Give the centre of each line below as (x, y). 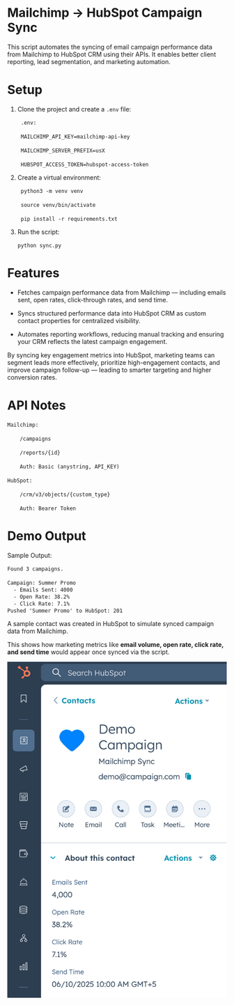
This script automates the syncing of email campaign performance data (110, 47)
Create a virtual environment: (59, 177)
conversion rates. (32, 377)
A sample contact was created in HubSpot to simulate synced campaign (111, 623)
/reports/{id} (40, 453)
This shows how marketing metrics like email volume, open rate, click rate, (116, 644)
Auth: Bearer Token (48, 508)
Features (33, 273)
